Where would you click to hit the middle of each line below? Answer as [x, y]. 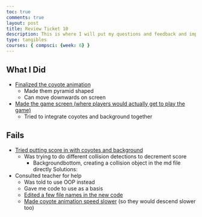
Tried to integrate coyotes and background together [88, 116]
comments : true [25, 17]
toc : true [19, 12]
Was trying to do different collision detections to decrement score [105, 156]
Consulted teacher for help [48, 175]
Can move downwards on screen [65, 97]
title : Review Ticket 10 [37, 29]
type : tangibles [26, 40]
